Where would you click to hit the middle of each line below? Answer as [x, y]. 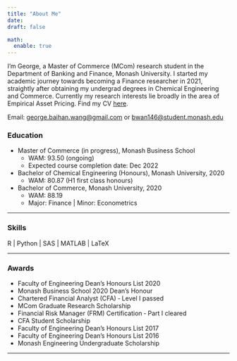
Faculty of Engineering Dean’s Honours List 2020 [89, 284]
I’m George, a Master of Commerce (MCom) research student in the [106, 66]
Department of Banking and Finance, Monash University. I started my [108, 74]
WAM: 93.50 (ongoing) [61, 158]
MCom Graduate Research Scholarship [74, 306]
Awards [21, 268]
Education [25, 136]
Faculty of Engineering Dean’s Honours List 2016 [88, 336]
